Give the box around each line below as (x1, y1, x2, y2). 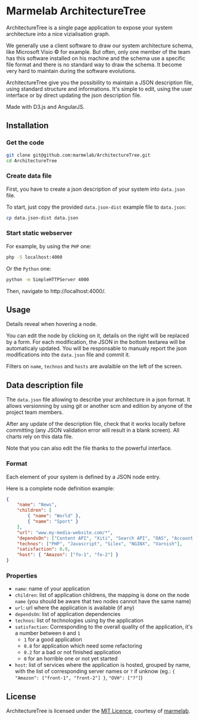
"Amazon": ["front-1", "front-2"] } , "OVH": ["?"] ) (14, 674, 143, 681)
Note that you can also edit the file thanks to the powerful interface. (6, 444, 172, 452)
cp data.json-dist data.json (6, 215, 79, 221)
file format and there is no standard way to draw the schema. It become (6, 61, 182, 68)
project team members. (6, 408, 64, 416)
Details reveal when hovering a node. (6, 321, 97, 328)
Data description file (6, 380, 83, 390)
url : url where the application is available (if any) (14, 604, 135, 611)
